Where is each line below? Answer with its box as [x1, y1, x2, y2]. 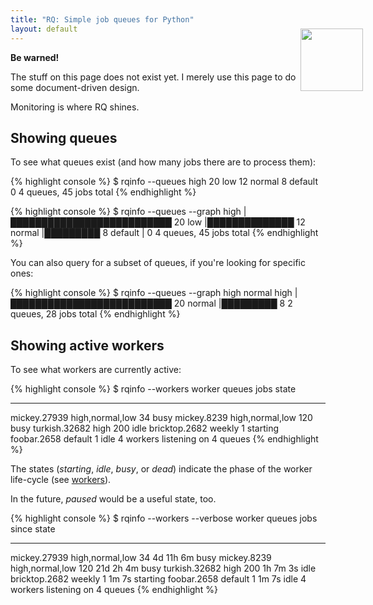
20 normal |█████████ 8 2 [173, 297, 293, 310]
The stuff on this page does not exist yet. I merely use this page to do [10, 71, 297, 83]
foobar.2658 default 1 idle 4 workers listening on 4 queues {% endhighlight [10, 433, 319, 445]
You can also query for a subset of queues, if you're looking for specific [10, 257, 306, 269]
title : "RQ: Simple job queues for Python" [10, 14, 195, 25]
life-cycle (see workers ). [10, 474, 112, 486]
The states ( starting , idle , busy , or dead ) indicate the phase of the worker [10, 463, 313, 475]
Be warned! [10, 51, 60, 63]
